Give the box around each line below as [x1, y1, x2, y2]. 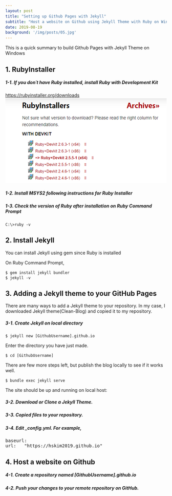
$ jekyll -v [5, 275, 31, 280]
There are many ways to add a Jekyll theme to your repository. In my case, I [5, 303, 165, 309]
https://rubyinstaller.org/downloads [5, 92, 80, 99]
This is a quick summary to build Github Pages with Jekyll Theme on [5, 45, 149, 51]
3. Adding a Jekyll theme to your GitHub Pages [5, 289, 157, 298]
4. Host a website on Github [5, 457, 96, 466]
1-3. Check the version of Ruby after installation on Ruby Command [5, 203, 152, 209]
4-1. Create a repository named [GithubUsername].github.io [5, 472, 137, 478]
